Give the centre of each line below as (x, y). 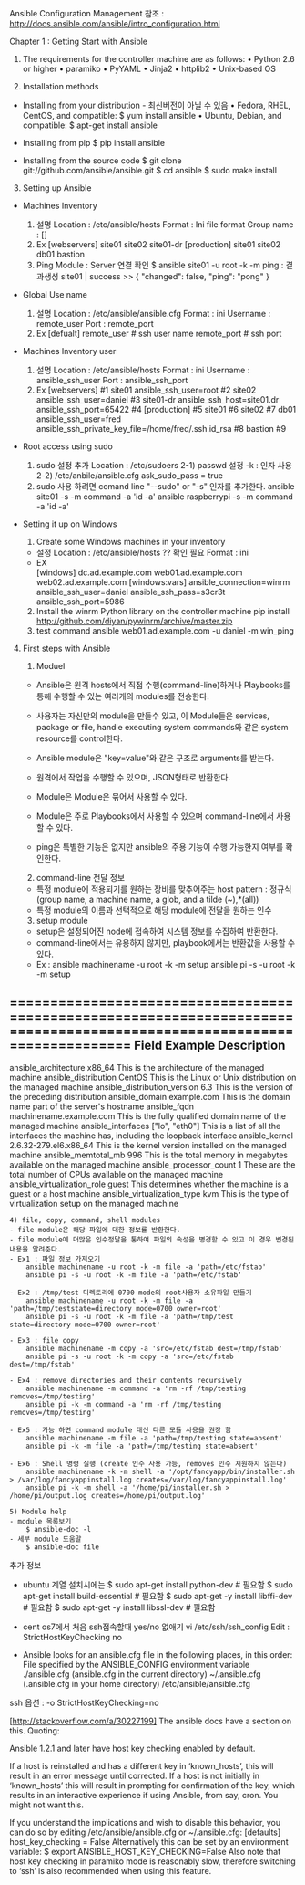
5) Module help (38, 1512)
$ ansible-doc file (63, 1547)
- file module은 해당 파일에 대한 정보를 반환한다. (95, 1230)
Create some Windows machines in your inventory (131, 542)
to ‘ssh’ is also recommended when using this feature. (111, 1870)
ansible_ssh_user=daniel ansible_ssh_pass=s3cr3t (131, 592)
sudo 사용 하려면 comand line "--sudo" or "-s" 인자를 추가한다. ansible (165, 486)
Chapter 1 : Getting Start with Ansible (79, 41)
